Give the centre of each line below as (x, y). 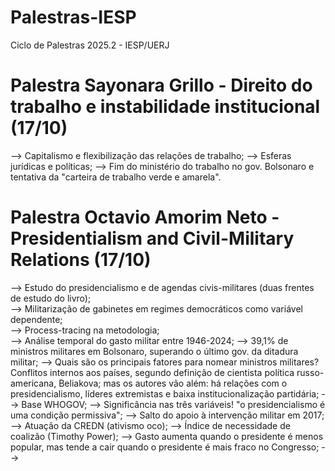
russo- (310, 372)
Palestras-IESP (73, 17)
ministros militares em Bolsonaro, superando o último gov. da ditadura (154, 351)
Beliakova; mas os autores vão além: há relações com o (173, 383)
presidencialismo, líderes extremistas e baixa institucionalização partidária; (165, 393)
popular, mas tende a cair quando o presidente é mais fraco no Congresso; (165, 447)
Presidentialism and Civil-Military (152, 238)
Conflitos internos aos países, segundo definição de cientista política (152, 372)
